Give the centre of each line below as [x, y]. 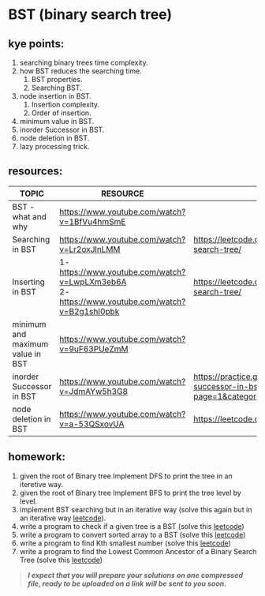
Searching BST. [56, 88]
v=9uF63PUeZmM [93, 349]
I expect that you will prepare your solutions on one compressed [135, 575]
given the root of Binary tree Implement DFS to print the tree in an [126, 476]
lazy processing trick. [54, 146]
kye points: [36, 44]
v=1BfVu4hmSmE [92, 221]
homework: [37, 457]
